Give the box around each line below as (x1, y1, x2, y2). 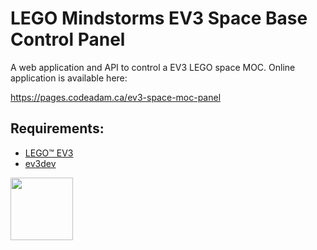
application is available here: (10, 72, 128, 84)
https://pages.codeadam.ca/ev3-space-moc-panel (10, 91, 222, 103)
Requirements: (10, 120, 105, 137)
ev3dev (24, 157, 57, 169)
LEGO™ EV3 (24, 147, 74, 159)
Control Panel (10, 28, 126, 51)
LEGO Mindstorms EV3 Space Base (10, 7, 308, 30)
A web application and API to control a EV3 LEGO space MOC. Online (10, 61, 296, 73)
